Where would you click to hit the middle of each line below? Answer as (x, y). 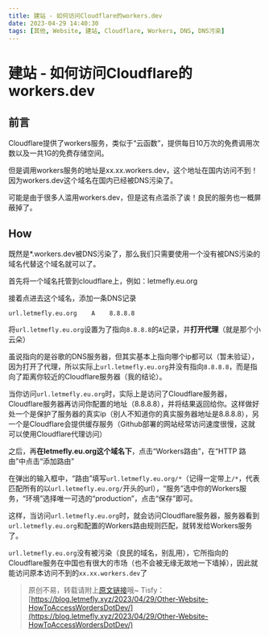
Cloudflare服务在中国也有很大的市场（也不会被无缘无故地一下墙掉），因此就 (133, 563)
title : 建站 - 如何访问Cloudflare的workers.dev (85, 16)
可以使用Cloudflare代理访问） (58, 434)
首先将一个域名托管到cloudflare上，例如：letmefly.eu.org (103, 281)
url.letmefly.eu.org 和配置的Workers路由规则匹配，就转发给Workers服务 (130, 526)
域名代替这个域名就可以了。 (54, 264)
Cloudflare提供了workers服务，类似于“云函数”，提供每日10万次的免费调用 (130, 143)
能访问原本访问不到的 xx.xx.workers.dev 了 (78, 573)
